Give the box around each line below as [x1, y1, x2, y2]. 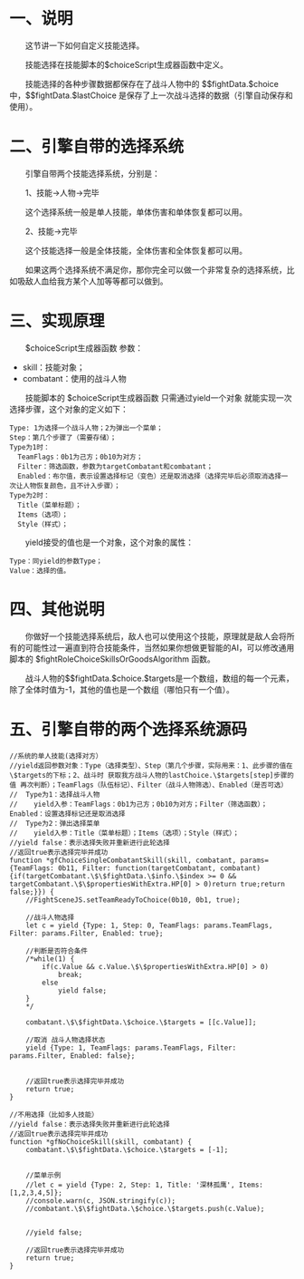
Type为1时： [9, 442, 51, 451]
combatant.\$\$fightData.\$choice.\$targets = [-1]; [25, 1145, 229, 1154]
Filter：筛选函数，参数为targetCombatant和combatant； [17, 461, 214, 471]
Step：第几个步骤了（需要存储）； [9, 432, 118, 442]
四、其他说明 [9, 599, 106, 619]
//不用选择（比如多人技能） [9, 1109, 100, 1119]
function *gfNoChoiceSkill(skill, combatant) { [9, 1137, 193, 1147]
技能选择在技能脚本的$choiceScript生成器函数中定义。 [25, 59, 229, 70]
